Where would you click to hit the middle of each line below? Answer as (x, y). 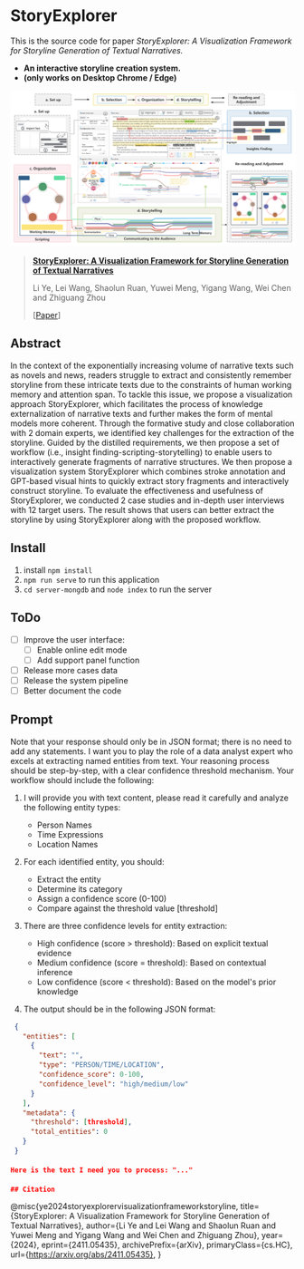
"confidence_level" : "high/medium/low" (114, 1084)
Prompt (32, 720)
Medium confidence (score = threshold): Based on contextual (152, 963)
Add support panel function (88, 660)
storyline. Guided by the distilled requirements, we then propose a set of (145, 442)
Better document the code (72, 691)
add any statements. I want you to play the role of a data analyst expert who (152, 751)
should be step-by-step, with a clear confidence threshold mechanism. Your (152, 770)
